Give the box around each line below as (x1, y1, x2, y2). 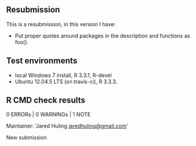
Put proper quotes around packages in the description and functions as (14, 32, 191, 39)
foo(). (14, 38, 29, 45)
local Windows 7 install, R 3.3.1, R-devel (14, 72, 112, 79)
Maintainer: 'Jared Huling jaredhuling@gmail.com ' (6, 122, 128, 130)
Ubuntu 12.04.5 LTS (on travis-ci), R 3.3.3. (14, 77, 117, 85)
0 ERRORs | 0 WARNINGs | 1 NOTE (6, 111, 91, 118)
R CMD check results (6, 95, 86, 105)
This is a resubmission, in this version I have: (6, 20, 116, 27)
